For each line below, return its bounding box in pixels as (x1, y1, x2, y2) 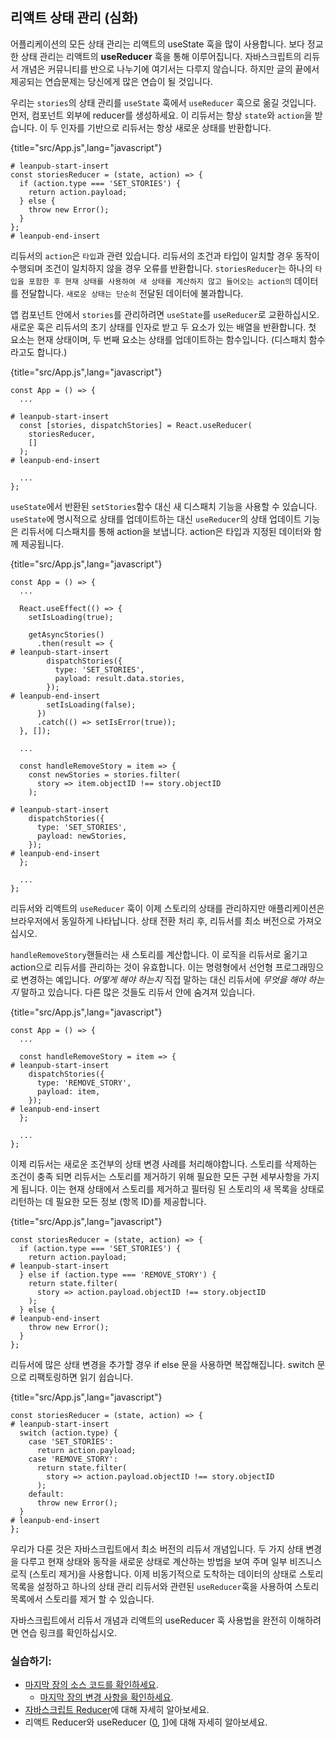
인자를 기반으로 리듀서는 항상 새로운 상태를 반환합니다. (60, 121, 272, 133)
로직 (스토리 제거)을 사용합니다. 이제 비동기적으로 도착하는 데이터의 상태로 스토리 (10, 1568, 324, 1580)
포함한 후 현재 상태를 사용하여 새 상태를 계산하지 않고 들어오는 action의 (28, 276, 292, 287)
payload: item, (36, 1086, 101, 1097)
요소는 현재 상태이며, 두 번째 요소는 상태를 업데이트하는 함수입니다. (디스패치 (10, 333, 307, 345)
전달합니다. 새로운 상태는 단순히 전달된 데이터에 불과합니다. (20, 287, 244, 299)
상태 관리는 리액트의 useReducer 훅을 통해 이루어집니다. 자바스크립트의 (20, 50, 302, 62)
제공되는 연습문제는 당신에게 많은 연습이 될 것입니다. (10, 75, 213, 87)
